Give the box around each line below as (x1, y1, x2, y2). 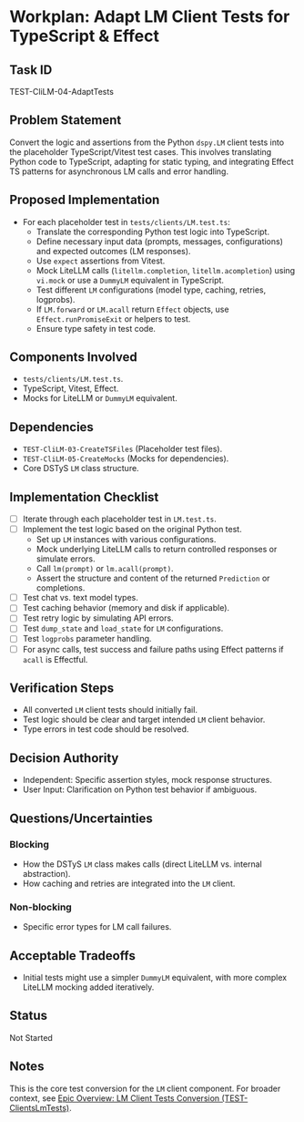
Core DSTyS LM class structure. (22, 463, 139, 474)
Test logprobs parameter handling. (22, 633, 152, 644)
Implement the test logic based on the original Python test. (22, 524, 243, 535)
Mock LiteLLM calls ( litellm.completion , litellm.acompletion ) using (35, 264, 296, 275)
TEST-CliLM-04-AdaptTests (9, 87, 114, 97)
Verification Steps (9, 680, 115, 695)
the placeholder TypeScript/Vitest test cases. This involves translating (9, 146, 272, 157)
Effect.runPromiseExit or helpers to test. (35, 313, 191, 324)
